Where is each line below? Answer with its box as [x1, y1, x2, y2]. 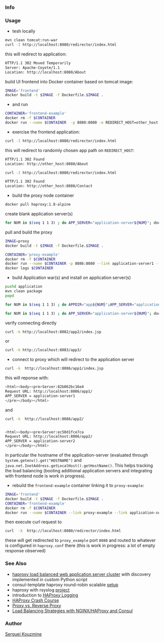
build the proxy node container [12, 193, 74, 199]
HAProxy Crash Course [12, 597, 60, 603]
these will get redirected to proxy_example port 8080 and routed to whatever [5, 538, 156, 543]
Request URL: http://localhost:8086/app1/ [5, 389, 93, 394]
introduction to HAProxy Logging [12, 592, 78, 598]
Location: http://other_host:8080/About [5, 161, 89, 166]
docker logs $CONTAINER [5, 266, 54, 271]
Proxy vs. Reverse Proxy [12, 602, 61, 608]
